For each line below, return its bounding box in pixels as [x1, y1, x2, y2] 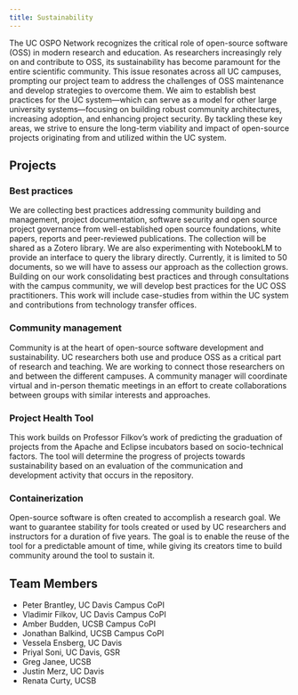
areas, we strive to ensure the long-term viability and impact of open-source [9, 122, 290, 134]
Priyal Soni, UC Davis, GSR [21, 647, 120, 658]
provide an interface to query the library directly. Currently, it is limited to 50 [9, 252, 287, 263]
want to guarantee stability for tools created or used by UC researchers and [9, 522, 286, 533]
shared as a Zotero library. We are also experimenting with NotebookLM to [9, 242, 282, 254]
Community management [9, 322, 122, 334]
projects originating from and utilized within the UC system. [9, 132, 227, 143]
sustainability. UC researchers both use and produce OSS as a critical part [9, 351, 282, 362]
